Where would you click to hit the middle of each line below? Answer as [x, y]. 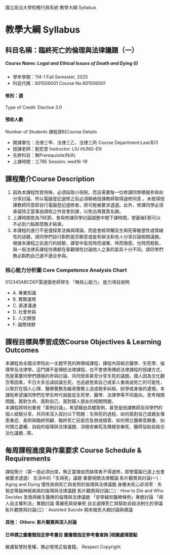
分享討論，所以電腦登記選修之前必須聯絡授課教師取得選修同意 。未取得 [86, 198]
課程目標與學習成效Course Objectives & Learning [83, 342]
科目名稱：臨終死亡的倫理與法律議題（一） [72, 50]
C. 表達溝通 [24, 305]
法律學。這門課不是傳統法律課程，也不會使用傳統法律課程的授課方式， [92, 369]
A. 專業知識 [24, 293]
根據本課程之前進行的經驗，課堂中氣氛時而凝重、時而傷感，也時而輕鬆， [88, 243]
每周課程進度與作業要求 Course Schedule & [73, 450]
